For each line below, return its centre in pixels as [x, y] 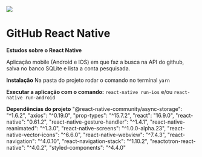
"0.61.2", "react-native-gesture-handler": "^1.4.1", [88, 122]
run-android [40, 98]
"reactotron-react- [173, 141]
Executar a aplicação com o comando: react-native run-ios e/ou [90, 92]
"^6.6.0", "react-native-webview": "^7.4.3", [113, 135]
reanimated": [22, 128]
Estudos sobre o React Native [44, 50]
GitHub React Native [58, 34]
